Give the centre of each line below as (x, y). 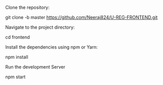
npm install (17, 57)
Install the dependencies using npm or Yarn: (51, 47)
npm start (16, 77)
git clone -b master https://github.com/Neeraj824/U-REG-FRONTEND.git (81, 17)
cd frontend (18, 37)
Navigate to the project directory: (40, 27)
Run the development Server (35, 67)
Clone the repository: (28, 7)
